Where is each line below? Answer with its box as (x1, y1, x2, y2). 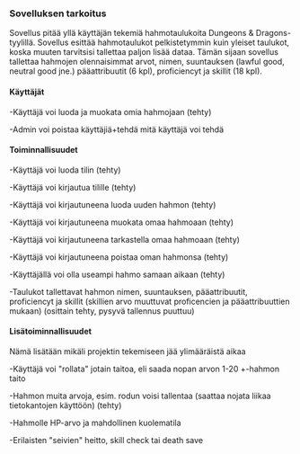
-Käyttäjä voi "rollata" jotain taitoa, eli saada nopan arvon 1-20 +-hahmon (9, 363, 280, 374)
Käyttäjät (9, 86, 45, 97)
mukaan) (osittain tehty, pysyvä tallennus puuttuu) (9, 305, 195, 316)
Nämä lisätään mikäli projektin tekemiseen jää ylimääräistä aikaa (9, 345, 246, 357)
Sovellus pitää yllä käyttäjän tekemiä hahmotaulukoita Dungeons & (9, 28, 254, 39)
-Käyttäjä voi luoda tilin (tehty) (9, 165, 121, 175)
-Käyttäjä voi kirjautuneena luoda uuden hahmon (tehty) (9, 199, 216, 209)
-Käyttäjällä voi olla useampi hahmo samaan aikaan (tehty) (9, 269, 225, 280)
